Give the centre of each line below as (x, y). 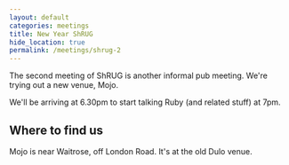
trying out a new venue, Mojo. (64, 85)
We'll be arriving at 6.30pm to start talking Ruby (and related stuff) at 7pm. (145, 102)
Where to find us (56, 130)
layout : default (39, 17)
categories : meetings (49, 26)
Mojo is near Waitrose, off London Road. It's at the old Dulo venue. (131, 151)
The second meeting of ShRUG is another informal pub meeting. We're (139, 75)
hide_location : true (48, 42)
